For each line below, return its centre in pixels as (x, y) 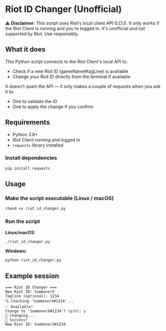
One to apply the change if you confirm (53, 107)
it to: (10, 92)
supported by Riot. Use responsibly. (42, 34)
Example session (32, 276)
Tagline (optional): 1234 (32, 296)
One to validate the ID (35, 101)
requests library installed (38, 145)
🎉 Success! (16, 320)
